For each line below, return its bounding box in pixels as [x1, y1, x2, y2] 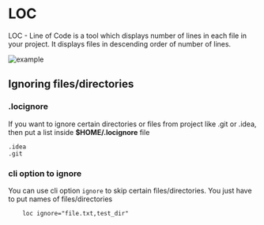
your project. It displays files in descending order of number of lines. [8, 39, 232, 48]
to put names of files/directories [8, 194, 113, 204]
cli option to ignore [8, 167, 81, 178]
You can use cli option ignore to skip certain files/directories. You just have [8, 186, 252, 195]
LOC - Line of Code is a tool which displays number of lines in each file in [8, 31, 247, 40]
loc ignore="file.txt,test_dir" [22, 209, 129, 217]
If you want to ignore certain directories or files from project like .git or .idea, [8, 119, 257, 129]
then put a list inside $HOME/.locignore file [8, 127, 150, 137]
